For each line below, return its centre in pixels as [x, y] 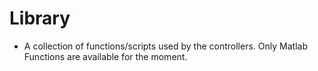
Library [40, 18]
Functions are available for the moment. [105, 56]
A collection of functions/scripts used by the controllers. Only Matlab [165, 46]
